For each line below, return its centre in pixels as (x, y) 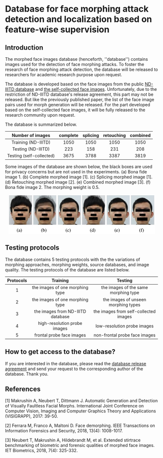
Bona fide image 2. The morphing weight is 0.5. (52, 187)
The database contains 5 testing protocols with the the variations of (73, 259)
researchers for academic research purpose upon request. (64, 75)
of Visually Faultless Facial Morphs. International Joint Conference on (74, 406)
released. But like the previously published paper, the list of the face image (80, 100)
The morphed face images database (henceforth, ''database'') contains (76, 59)
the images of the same (125, 288)
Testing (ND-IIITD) (31, 149)
